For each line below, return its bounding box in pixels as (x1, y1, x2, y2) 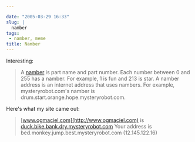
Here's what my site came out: (6, 105, 80, 112)
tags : (6, 30, 19, 36)
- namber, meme (8, 36, 46, 42)
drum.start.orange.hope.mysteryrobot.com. (20, 94, 126, 101)
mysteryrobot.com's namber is (20, 88, 95, 94)
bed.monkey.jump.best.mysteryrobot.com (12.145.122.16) (20, 129, 157, 136)
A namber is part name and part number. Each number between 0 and (20, 69, 190, 75)
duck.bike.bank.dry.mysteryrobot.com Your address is (20, 123, 152, 130)
